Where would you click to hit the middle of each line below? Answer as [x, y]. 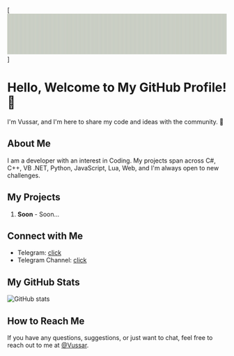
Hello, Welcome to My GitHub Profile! [117, 88]
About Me [29, 143]
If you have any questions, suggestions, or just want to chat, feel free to [110, 338]
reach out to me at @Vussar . [48, 346]
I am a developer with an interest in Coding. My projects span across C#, [111, 161]
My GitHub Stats [44, 282]
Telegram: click [39, 253]
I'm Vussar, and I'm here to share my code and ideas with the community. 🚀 [116, 121]
